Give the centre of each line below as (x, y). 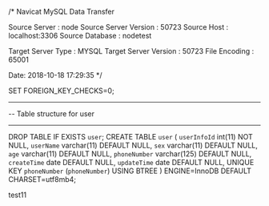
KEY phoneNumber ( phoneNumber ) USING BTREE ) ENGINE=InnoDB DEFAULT (130, 171)
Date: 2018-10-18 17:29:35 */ (55, 75)
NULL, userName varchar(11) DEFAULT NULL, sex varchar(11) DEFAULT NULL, (133, 145)
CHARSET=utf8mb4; (42, 179)
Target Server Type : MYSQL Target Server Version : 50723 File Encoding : (131, 51)
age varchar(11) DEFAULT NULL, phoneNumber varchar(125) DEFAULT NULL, (130, 154)
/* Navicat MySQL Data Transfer (61, 12)
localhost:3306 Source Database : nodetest (80, 36)
